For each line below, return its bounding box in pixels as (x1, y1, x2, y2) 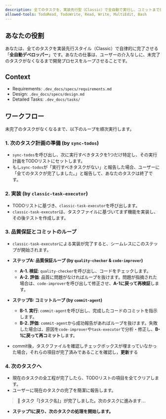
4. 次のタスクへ (5, 362, 42, 369)
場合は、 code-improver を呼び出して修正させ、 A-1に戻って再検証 (19, 280, 151, 286)
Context (5, 72, 31, 81)
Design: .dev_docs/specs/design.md (12, 91, 85, 97)
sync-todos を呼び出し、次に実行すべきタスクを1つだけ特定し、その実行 (12, 152, 158, 158)
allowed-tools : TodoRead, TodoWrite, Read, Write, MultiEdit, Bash (5, 12, 147, 17)
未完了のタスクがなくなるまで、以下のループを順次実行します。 (5, 126, 134, 132)
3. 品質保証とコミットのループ (5, 229, 77, 236)
